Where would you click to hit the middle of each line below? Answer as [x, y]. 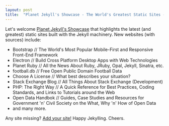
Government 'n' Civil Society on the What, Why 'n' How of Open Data [84, 103]
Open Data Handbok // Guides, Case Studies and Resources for [78, 98]
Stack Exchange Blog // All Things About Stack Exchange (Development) [88, 82]
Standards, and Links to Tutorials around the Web [64, 92]
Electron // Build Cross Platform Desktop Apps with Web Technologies [85, 60]
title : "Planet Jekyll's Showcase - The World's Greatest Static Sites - [85, 15]
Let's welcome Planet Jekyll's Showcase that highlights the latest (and [78, 29]
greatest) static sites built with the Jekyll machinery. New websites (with [80, 34]
